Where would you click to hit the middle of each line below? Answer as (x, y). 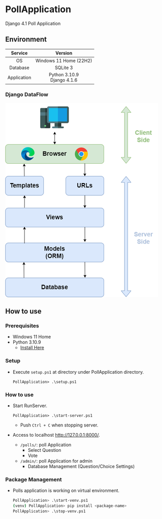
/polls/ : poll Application (46, 445)
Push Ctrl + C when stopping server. (59, 425)
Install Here (32, 348)
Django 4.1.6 (64, 80)
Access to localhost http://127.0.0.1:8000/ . (56, 435)
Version (64, 53)
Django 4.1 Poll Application (33, 23)
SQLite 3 (64, 68)
